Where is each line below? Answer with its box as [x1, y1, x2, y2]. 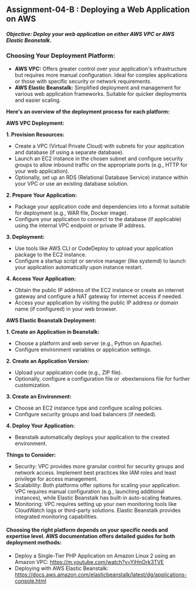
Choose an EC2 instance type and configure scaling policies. [14, 404, 164, 411]
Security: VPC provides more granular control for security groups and [14, 462, 184, 469]
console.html [14, 577, 47, 584]
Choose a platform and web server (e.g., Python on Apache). [14, 339, 164, 346]
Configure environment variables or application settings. [14, 346, 152, 353]
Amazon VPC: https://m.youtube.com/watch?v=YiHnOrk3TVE [14, 558, 164, 565]
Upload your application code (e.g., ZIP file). [14, 369, 123, 376]
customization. [14, 381, 51, 388]
